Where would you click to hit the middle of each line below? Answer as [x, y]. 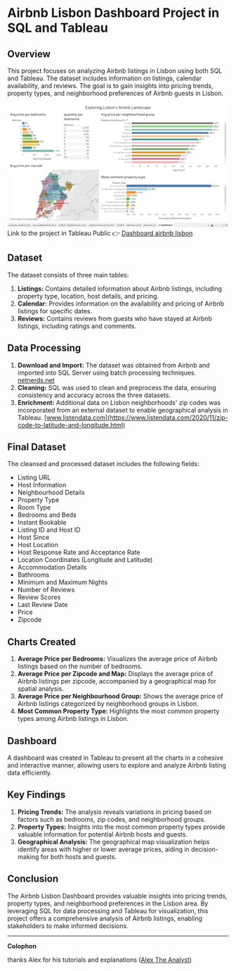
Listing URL [34, 477]
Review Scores [39, 597]
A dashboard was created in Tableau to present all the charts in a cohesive [115, 758]
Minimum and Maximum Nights [62, 582]
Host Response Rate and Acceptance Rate [79, 552]
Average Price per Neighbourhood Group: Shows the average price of [120, 696]
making [28, 856]
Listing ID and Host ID [49, 530]
